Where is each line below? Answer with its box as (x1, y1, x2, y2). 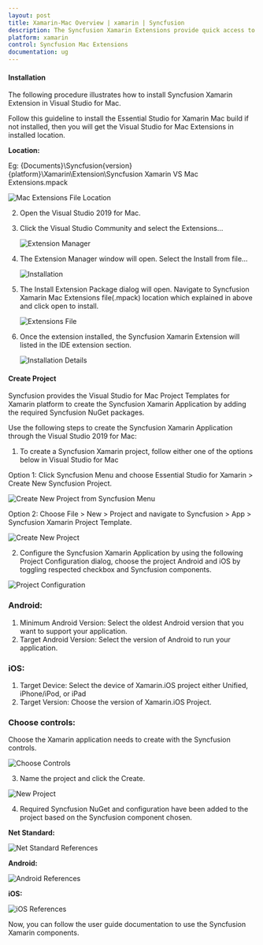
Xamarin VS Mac (144, 169, 198, 179)
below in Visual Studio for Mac (19, 455, 119, 465)
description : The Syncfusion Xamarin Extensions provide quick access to (8, 26, 256, 34)
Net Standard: (8, 828, 55, 838)
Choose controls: (8, 716, 76, 727)
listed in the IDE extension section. (19, 340, 132, 350)
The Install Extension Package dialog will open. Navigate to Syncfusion (19, 285, 250, 294)
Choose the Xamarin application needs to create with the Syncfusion (8, 735, 231, 745)
